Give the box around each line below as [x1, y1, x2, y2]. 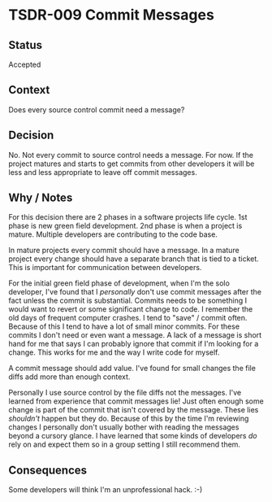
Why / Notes [8, 191, 73, 205]
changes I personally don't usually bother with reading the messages [8, 422, 240, 432]
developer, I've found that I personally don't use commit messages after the [8, 287, 262, 297]
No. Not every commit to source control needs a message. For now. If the [8, 150, 254, 159]
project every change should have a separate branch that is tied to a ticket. [8, 254, 260, 264]
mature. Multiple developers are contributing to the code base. [8, 229, 218, 239]
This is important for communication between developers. [8, 263, 202, 273]
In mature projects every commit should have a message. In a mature [8, 246, 240, 255]
